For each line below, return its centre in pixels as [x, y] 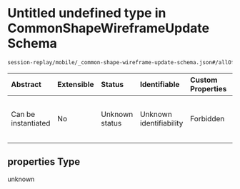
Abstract [26, 84]
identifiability [161, 123]
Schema [32, 44]
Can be [23, 114]
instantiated [31, 123]
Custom [204, 80]
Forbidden [207, 118]
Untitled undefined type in [87, 13]
